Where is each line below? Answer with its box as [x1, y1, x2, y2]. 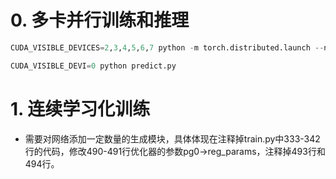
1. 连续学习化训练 [10, 97, 151, 120]
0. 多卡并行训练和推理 [10, 9, 190, 32]
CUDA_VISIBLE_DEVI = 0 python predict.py [10, 61, 177, 71]
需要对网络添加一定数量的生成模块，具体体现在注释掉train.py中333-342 [24, 132, 321, 145]
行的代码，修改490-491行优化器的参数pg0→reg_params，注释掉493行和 [24, 145, 326, 157]
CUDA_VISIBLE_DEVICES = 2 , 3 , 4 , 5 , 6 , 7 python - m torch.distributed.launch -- [10, 42, 325, 53]
